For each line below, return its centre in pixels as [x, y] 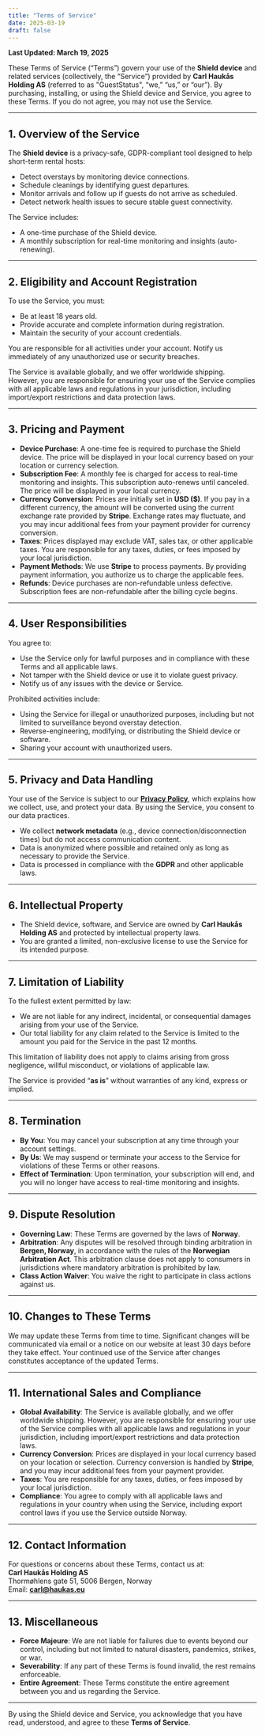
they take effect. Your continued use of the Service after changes [114, 1352]
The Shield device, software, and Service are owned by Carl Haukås [131, 924]
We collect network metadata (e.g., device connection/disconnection [133, 831]
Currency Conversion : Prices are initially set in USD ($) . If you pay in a [135, 498]
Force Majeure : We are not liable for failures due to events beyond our [134, 1640]
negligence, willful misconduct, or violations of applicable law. [109, 1066]
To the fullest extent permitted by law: [70, 1001]
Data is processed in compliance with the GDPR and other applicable [131, 865]
